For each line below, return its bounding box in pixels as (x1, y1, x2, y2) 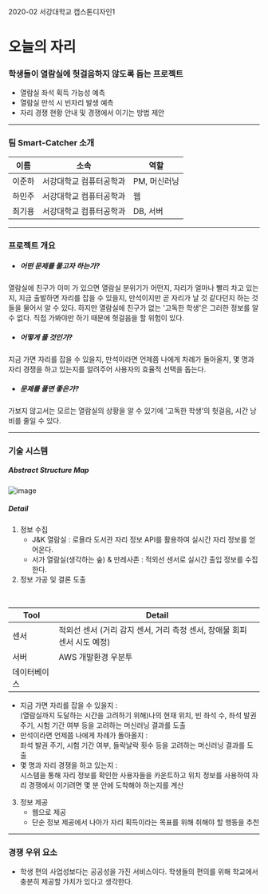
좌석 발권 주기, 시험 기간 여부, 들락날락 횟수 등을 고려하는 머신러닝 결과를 (19, 741, 246, 750)
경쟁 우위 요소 (8, 847, 58, 858)
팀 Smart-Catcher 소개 (8, 137, 95, 149)
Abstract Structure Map (8, 466, 89, 475)
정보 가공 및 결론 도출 (19, 574, 86, 585)
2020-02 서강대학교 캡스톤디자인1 (8, 7, 116, 16)
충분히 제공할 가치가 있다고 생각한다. (19, 876, 133, 886)
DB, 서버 (132, 205, 164, 217)
